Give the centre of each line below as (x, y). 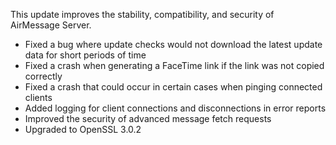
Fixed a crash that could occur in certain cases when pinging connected (173, 87)
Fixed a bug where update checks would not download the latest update (173, 44)
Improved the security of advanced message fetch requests (148, 118)
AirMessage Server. (51, 25)
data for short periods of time (85, 55)
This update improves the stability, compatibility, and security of (142, 14)
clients (38, 97)
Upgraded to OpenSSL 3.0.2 (83, 129)
